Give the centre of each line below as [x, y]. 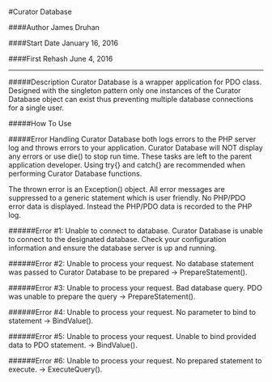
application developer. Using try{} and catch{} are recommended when [127, 165]
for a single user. [36, 108]
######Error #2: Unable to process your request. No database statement [131, 263]
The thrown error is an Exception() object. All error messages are [117, 189]
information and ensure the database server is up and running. [113, 248]
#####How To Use [40, 123]
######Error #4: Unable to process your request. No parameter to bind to [132, 312]
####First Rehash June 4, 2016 [61, 59]
